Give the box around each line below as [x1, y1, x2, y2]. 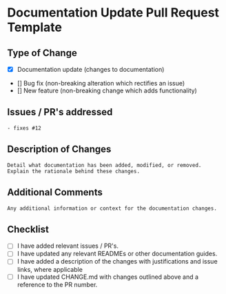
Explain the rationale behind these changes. [7, 168, 140, 175]
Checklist [7, 223, 50, 235]
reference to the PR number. [17, 280, 98, 288]
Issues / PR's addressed [7, 106, 113, 118]
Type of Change [7, 47, 77, 59]
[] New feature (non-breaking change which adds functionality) [17, 86, 198, 95]
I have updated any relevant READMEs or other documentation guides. [17, 250, 218, 258]
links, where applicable [17, 265, 83, 273]
